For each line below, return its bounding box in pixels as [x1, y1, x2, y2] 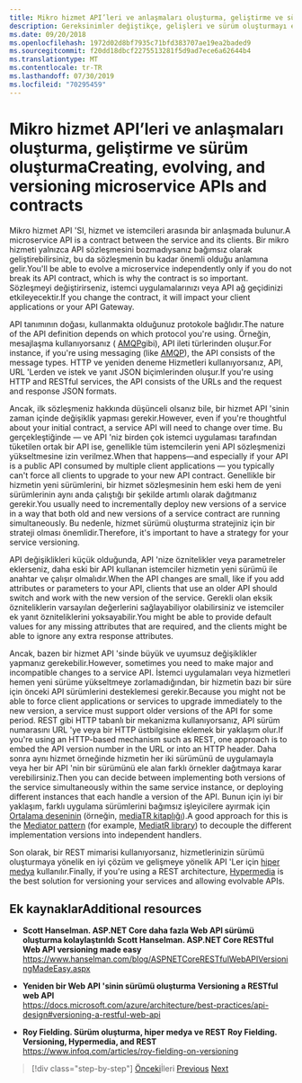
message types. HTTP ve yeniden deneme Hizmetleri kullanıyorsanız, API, [9, 357, 283, 368]
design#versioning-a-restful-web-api [22, 1009, 161, 1020]
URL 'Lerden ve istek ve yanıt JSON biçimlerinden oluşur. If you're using [9, 366, 274, 377]
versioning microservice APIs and [9, 176, 268, 196]
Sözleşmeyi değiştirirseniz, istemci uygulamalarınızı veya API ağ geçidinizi [9, 282, 283, 293]
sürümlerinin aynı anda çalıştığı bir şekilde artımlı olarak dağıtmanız [9, 489, 258, 500]
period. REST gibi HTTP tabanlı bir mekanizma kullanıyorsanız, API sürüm [9, 715, 280, 725]
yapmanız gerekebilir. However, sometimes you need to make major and [9, 657, 274, 668]
